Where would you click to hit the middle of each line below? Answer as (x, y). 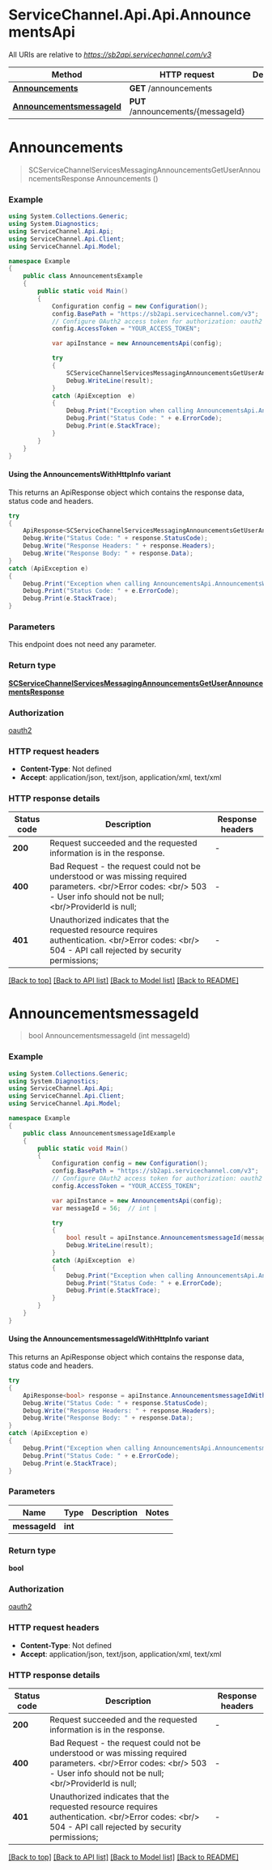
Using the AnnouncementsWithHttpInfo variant (90, 475)
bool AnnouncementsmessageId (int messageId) (109, 1036)
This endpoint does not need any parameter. (82, 645)
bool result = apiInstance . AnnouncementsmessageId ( (155, 1238)
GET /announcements (171, 88)
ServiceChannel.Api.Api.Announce (130, 15)
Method (67, 75)
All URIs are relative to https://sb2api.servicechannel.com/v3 (110, 54)
